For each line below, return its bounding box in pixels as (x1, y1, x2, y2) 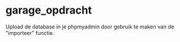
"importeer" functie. (5, 29, 54, 36)
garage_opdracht (5, 4, 92, 17)
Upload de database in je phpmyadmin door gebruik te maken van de (5, 23, 175, 30)
